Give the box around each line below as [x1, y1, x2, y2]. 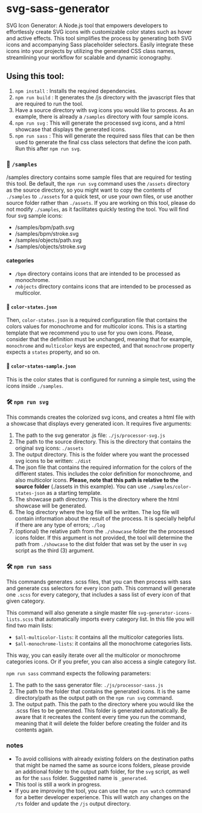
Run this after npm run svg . [14, 145, 81, 152]
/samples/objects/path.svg [14, 237, 82, 244]
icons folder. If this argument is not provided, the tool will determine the [14, 534, 193, 541]
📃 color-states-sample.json [6, 362, 77, 369]
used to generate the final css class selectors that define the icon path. [14, 138, 192, 146]
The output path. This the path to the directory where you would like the [14, 701, 194, 708]
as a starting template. [46, 489, 102, 496]
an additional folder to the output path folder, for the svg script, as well [14, 768, 190, 775]
